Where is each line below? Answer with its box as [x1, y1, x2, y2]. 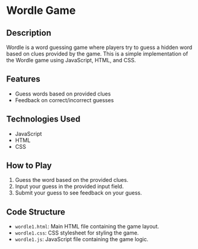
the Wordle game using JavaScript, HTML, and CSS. [6, 57, 136, 63]
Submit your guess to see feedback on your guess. [14, 189, 142, 196]
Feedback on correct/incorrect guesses [14, 96, 114, 103]
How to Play [6, 161, 53, 171]
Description [6, 28, 51, 38]
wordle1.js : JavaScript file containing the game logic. [14, 236, 149, 243]
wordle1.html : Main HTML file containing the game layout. [14, 223, 159, 230]
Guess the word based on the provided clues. [14, 176, 129, 184]
